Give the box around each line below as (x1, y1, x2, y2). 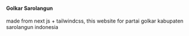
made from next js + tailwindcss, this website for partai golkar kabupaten (6, 17, 184, 24)
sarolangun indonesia (6, 24, 58, 31)
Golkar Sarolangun (6, 5, 53, 12)
